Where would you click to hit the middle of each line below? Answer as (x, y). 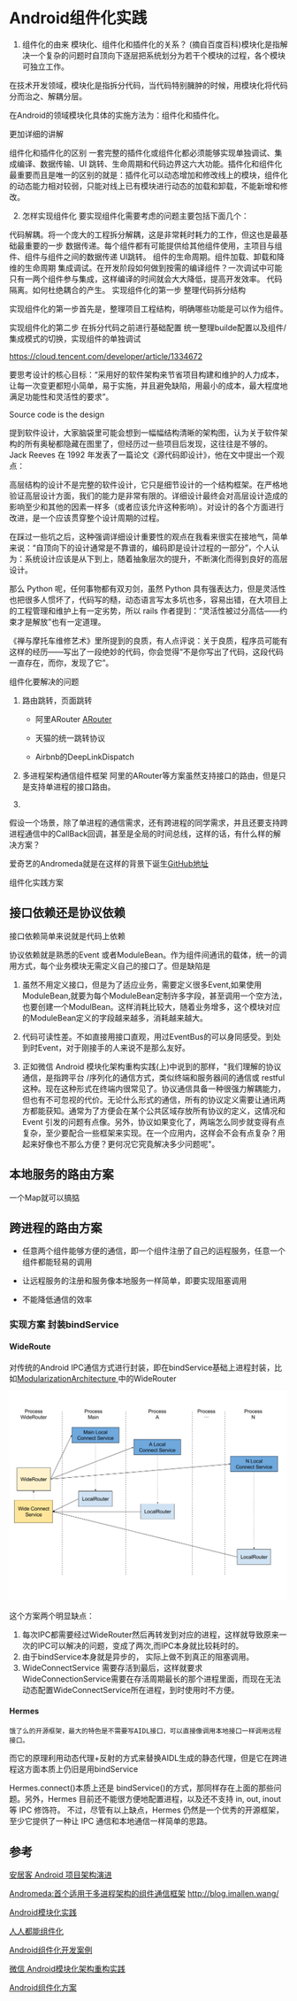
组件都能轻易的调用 (57, 1262)
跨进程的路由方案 (56, 1228)
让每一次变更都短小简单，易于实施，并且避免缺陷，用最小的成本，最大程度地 (148, 385)
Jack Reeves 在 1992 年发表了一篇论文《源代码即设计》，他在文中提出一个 (143, 454)
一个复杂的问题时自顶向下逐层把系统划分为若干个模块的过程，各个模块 (157, 55)
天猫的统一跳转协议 (70, 738)
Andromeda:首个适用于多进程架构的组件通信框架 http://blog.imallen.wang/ (144, 1893)
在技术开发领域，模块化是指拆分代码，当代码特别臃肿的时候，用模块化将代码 (148, 85)
